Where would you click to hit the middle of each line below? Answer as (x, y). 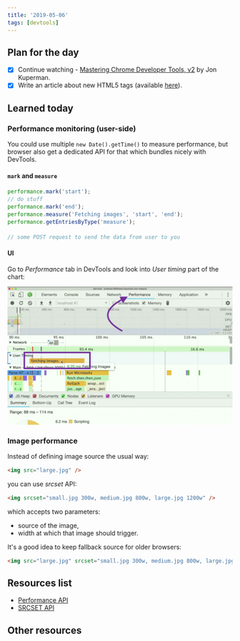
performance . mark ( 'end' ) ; (46, 207)
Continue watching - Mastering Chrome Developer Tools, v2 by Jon (117, 70)
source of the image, (48, 525)
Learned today (40, 108)
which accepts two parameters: (54, 512)
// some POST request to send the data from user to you (94, 237)
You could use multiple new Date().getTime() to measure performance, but (118, 144)
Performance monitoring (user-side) (72, 129)
